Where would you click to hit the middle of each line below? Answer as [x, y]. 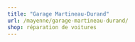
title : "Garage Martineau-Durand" [59, 14]
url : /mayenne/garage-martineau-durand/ [68, 21]
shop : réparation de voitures [52, 27]
